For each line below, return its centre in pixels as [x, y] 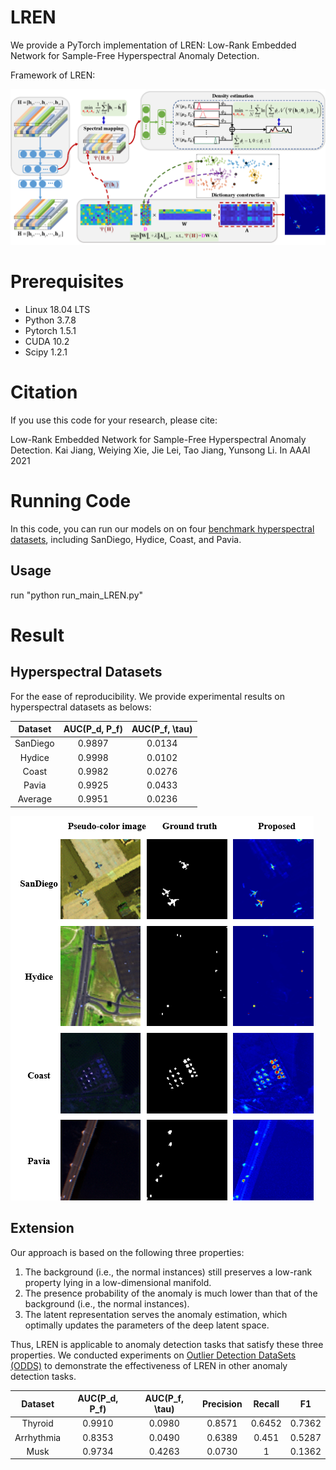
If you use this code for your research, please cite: [114, 420]
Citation [44, 392]
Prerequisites [67, 282]
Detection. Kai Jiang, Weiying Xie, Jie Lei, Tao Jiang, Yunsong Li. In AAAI [160, 450]
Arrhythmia [38, 1437]
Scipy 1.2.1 [46, 352]
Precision [222, 1403]
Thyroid [37, 1423]
